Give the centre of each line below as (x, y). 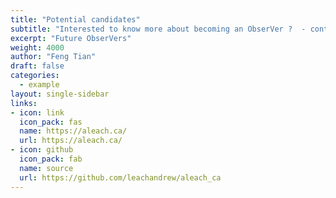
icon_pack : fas (51, 122)
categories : (35, 76)
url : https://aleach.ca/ (71, 141)
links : (24, 103)
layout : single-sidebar (60, 94)
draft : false (37, 66)
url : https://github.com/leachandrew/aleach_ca (120, 177)
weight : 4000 (37, 47)
